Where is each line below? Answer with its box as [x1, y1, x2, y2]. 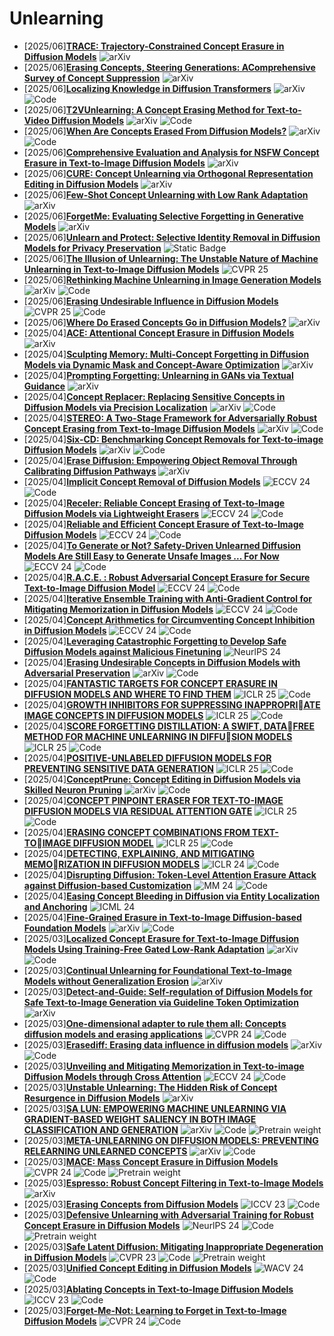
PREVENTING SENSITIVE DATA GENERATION [23, 762, 214, 774]
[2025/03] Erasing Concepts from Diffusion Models [23, 1198, 239, 1210]
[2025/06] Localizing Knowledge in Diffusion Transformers [23, 82, 272, 94]
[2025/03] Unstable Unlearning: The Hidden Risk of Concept [23, 1081, 278, 1093]
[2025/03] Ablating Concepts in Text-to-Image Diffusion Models [23, 1283, 294, 1295]
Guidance [23, 380, 66, 392]
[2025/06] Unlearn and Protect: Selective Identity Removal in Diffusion [23, 231, 321, 243]
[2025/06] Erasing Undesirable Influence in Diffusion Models [23, 295, 279, 307]
